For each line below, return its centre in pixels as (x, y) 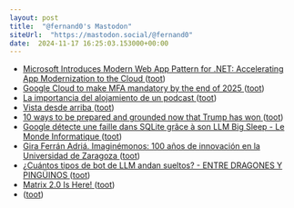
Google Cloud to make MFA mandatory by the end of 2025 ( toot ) (144, 88)
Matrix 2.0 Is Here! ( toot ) (69, 185)
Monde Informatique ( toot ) (72, 136)
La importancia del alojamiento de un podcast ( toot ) (120, 98)
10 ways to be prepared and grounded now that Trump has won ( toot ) (153, 117)
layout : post (34, 18)
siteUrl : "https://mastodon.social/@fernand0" (101, 35)
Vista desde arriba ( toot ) (69, 108)
